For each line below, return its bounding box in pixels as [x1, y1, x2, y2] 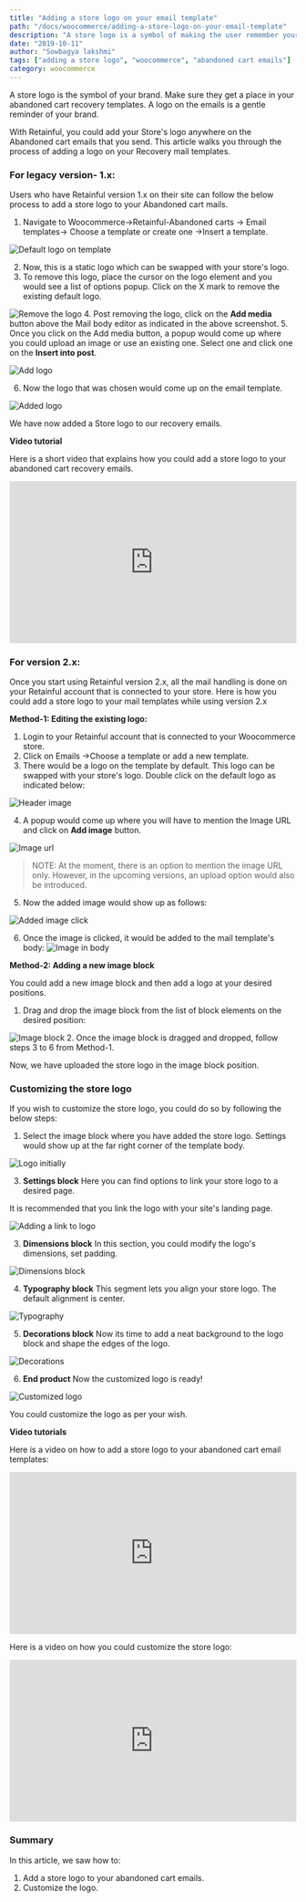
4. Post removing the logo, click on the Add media [83, 308, 272, 319]
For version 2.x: [9, 655, 81, 668]
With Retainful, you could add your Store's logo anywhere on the [9, 126, 252, 137]
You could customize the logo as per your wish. [9, 1409, 189, 1420]
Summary [9, 1834, 55, 1846]
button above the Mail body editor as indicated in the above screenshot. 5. [9, 319, 289, 329]
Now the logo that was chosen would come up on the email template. [22, 382, 283, 393]
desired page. [22, 1186, 76, 1197]
